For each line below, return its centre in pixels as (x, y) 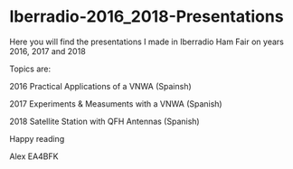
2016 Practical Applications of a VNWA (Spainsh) (100, 86)
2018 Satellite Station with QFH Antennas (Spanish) (105, 121)
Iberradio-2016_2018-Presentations (146, 17)
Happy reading (37, 138)
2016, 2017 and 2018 (47, 51)
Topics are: (30, 69)
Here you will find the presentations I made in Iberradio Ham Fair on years (147, 42)
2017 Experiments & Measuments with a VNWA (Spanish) (116, 103)
